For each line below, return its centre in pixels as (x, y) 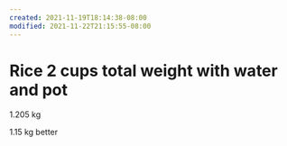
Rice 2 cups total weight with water (143, 71)
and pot (39, 90)
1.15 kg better (34, 132)
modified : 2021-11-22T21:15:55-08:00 (80, 26)
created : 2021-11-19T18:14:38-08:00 (78, 18)
